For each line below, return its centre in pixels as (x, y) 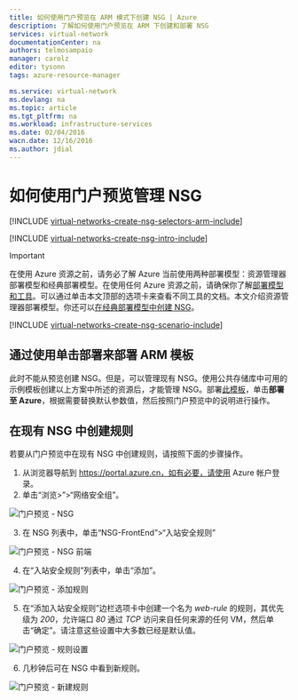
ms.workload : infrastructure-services (81, 124)
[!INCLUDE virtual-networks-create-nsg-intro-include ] (109, 238)
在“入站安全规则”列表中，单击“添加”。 (91, 570)
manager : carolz (39, 59)
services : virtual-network (59, 34)
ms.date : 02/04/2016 (47, 133)
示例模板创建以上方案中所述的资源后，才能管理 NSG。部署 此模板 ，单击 (139, 389)
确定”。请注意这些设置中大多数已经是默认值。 (117, 631)
